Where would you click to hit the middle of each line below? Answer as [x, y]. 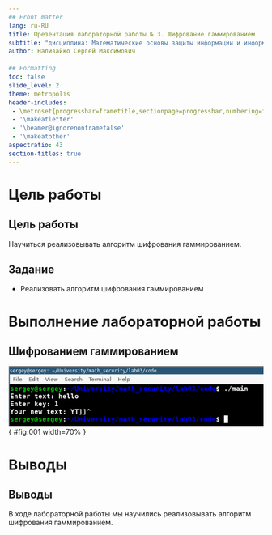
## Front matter [36, 17]
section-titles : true [45, 154]
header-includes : [38, 102]
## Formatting [32, 69]
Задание [32, 270]
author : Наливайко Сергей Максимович [72, 51]
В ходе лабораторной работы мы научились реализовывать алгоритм [130, 514]
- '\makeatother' [41, 137]
